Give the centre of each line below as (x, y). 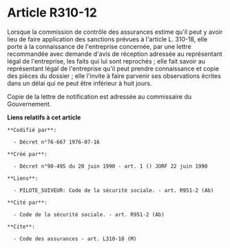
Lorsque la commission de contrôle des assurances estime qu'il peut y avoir (115, 32)
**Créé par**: (28, 154)
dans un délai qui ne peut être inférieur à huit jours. (80, 83)
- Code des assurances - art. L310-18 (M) (75, 239)
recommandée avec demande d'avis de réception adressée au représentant (115, 54)
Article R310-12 (52, 13)
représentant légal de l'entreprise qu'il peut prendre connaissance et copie (113, 68)
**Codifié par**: (32, 130)
